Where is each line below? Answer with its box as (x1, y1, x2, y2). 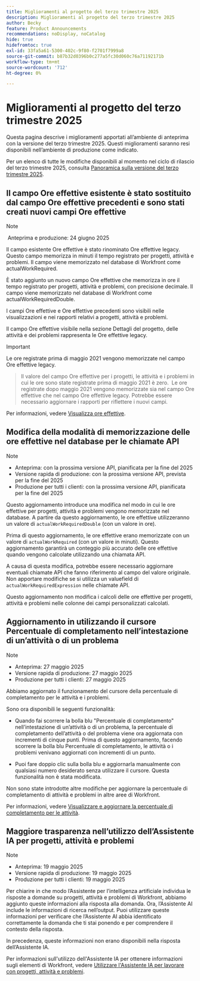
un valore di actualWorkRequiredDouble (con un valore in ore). (6, 520, 156, 527)
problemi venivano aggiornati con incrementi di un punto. (14, 749, 156, 756)
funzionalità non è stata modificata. (14, 773, 102, 780)
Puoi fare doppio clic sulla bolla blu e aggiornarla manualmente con (14, 760, 181, 767)
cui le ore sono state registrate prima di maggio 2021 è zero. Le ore (20, 379, 187, 386)
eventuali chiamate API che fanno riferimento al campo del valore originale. (6, 568, 191, 576)
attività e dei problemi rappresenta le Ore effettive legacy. (6, 332, 148, 338)
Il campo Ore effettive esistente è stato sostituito (6, 188, 192, 198)
